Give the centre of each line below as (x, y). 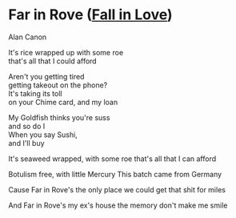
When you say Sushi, (43, 135)
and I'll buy (27, 143)
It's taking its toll (35, 93)
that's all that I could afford (53, 61)
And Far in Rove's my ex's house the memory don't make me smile (118, 205)
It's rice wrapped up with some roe (66, 52)
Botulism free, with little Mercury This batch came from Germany (115, 174)
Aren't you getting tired (46, 76)
